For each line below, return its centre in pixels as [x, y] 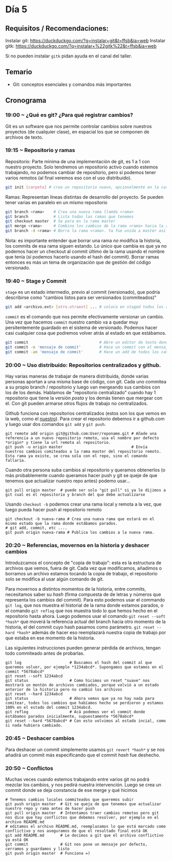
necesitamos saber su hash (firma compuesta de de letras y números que [83, 594]
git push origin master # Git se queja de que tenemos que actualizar [83, 804]
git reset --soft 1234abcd [34, 676]
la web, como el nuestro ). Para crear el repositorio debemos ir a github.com [85, 419]
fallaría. [16, 461]
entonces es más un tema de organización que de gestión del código [78, 263]
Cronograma [26, 101]
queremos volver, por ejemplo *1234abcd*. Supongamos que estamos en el [84, 667]
